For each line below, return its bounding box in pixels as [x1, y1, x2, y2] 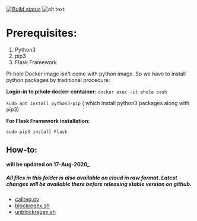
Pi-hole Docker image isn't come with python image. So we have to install [6, 70, 186, 77]
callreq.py [14, 195, 40, 203]
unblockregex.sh [14, 208, 56, 215]
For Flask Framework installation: [6, 117, 90, 124]
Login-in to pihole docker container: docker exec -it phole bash [6, 88, 167, 95]
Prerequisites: [6, 27, 77, 40]
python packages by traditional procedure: [6, 76, 110, 83]
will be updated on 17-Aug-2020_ [6, 160, 90, 168]
